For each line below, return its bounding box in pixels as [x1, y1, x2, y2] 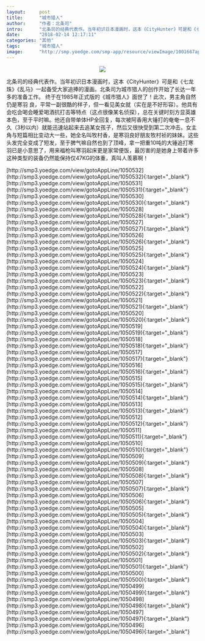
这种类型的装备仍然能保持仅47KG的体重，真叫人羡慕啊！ [6, 154, 149, 161]
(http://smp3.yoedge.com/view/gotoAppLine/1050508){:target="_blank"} [6, 472, 190, 479]
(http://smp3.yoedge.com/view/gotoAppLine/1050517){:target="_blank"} [6, 355, 189, 362]
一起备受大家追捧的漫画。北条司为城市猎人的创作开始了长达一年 [35, 85, 196, 92]
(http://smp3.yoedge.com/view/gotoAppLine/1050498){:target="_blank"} [6, 602, 190, 609]
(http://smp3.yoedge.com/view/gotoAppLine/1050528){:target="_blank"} [6, 212, 190, 219]
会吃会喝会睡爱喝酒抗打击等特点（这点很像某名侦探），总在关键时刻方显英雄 [6, 108, 196, 116]
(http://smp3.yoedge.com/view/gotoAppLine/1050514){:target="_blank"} [6, 394, 189, 401]
